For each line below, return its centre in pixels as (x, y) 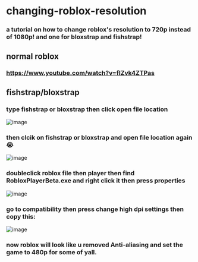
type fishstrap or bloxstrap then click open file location (87, 109)
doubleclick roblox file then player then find (70, 173)
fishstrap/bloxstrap (43, 92)
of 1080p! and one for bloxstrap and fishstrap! (74, 37)
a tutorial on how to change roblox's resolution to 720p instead (99, 30)
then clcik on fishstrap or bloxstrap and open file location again (99, 138)
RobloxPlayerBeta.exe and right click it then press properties (96, 181)
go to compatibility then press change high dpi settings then (95, 209)
